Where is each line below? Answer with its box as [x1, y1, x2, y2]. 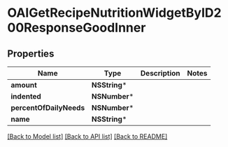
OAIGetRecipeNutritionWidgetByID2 [7, 5, 222, 21]
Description [140, 69, 180, 78]
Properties [7, 48, 55, 59]
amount [10, 80, 37, 90]
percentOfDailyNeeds [10, 103, 85, 113]
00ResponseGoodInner [7, 20, 146, 36]
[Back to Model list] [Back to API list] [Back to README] [7, 132, 168, 141]
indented [10, 92, 42, 101]
